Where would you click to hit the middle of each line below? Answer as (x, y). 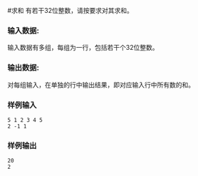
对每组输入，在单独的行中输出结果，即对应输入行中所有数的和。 (101, 85)
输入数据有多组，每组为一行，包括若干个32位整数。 (83, 48)
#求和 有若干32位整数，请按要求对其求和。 (70, 10)
